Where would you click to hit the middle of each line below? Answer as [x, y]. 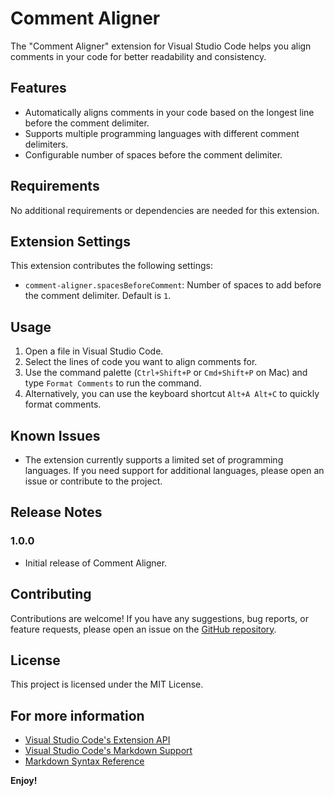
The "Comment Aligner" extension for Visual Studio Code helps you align [161, 46]
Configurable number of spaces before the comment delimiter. [153, 154]
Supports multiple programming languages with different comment [162, 133]
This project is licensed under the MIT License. [107, 684]
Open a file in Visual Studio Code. [94, 351]
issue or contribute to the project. [93, 481]
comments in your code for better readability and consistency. [138, 56]
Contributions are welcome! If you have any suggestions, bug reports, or [159, 618]
